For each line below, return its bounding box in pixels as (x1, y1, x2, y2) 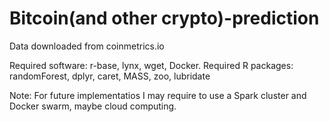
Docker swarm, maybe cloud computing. (9, 100, 177, 112)
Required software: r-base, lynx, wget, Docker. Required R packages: (9, 59, 294, 71)
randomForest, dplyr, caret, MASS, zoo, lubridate (9, 70, 211, 82)
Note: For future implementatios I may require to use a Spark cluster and (9, 89, 307, 101)
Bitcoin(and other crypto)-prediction (9, 7, 320, 30)
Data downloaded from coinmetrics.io (9, 40, 165, 52)
